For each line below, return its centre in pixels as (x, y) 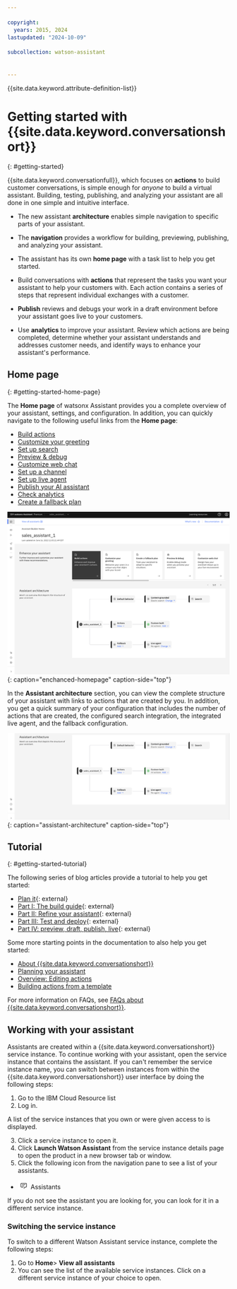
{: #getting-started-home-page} (54, 392)
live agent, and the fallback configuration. (68, 723)
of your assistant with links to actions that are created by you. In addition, (114, 701)
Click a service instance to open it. (68, 1141)
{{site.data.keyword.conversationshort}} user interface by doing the (106, 1077)
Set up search (38, 449)
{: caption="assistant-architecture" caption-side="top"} (88, 824)
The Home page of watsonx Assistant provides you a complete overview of (117, 405)
